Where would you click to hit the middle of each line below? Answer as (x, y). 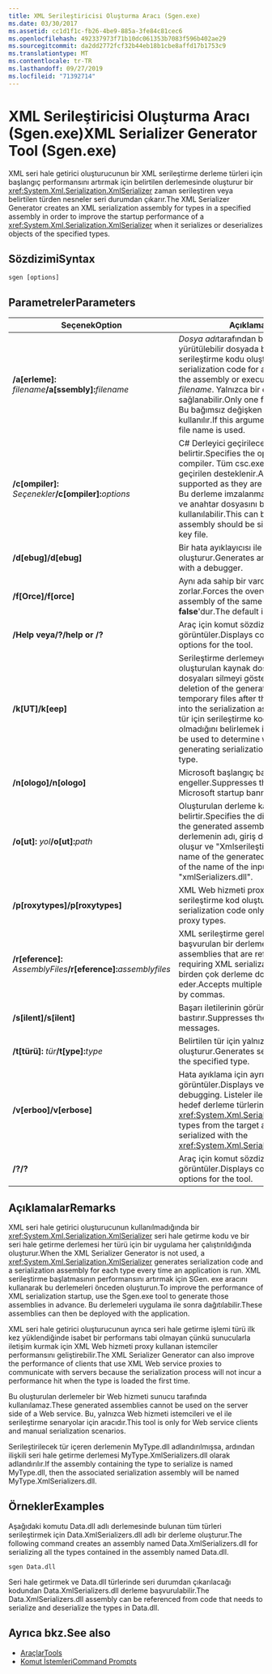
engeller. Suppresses (218, 783)
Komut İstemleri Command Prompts (79, 1661)
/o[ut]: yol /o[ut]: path (53, 841)
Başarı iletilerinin (210, 1008)
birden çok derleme (216, 974)
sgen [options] (34, 278)
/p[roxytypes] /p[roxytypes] (68, 906)
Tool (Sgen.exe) (63, 150)
